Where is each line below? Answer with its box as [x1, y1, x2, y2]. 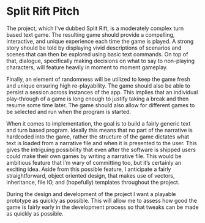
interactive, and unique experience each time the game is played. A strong [6, 37, 194, 45]
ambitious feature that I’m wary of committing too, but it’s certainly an [6, 159, 182, 166]
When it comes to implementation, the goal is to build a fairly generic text [6, 119, 191, 127]
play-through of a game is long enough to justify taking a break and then [6, 95, 189, 102]
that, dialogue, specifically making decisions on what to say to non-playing [6, 57, 195, 64]
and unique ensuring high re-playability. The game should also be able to [6, 81, 191, 89]
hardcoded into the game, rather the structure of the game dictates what [6, 133, 190, 140]
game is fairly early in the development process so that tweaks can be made [6, 203, 199, 211]
